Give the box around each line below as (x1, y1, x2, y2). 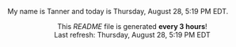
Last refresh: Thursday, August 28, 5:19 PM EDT (54, 31, 211, 39)
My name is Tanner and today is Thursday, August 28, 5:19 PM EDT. (7, 7, 229, 16)
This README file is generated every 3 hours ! (57, 22, 207, 31)
